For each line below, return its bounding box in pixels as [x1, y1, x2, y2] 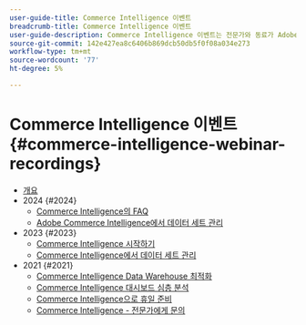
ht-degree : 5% [9, 65, 64, 74]
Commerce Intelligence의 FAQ [36, 206, 148, 217]
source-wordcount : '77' [9, 56, 100, 65]
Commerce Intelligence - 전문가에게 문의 [36, 304, 186, 315]
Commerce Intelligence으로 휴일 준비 [36, 293, 173, 304]
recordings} [9, 154, 102, 174]
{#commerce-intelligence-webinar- [9, 134, 286, 155]
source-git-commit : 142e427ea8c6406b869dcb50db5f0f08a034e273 [9, 38, 250, 48]
